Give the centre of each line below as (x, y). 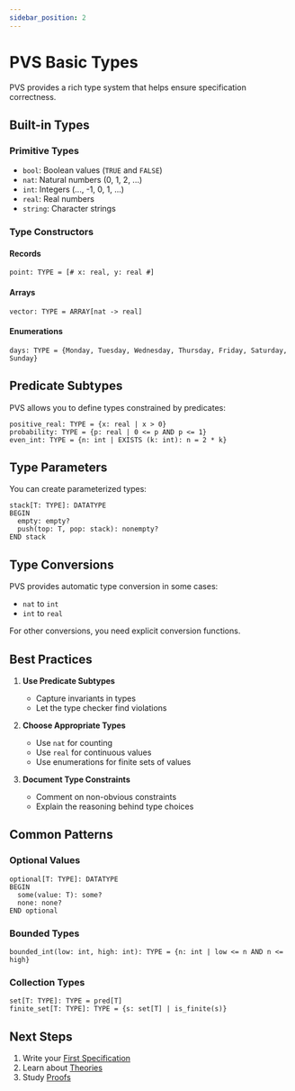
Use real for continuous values (94, 752)
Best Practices (51, 659)
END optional (34, 911)
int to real (42, 614)
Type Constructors (52, 232)
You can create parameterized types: (78, 489)
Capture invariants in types (86, 698)
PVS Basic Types (74, 62)
